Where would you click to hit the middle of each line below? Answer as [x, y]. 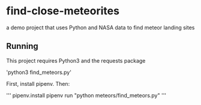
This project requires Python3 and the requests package [76, 60]
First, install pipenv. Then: [38, 84]
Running [22, 46]
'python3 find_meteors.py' [39, 72]
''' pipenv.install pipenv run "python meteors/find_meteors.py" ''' [86, 95]
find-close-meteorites [63, 11]
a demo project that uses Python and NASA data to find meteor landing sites [100, 27]
